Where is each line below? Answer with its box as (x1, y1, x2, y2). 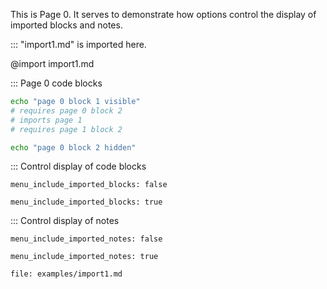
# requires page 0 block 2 (10, 105, 123, 116)
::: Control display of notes (10, 215, 120, 227)
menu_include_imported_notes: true (10, 252, 159, 262)
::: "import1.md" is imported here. (10, 39, 147, 50)
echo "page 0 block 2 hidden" (10, 142, 137, 153)
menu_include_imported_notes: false (10, 234, 163, 244)
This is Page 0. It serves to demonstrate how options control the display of (10, 9, 317, 20)
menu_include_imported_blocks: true (10, 197, 163, 208)
